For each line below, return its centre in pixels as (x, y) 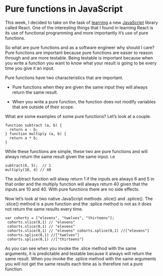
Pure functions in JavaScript (64, 9)
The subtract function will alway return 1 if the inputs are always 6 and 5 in (80, 178)
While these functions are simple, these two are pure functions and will (76, 151)
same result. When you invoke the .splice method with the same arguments (81, 258)
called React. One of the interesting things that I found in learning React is (79, 27)
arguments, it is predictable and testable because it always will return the (79, 253)
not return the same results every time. (44, 209)
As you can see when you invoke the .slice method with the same (71, 248)
